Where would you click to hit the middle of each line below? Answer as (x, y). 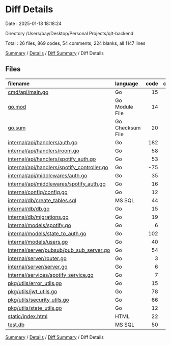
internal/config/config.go (38, 192)
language (127, 84)
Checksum (128, 127)
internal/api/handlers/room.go (44, 150)
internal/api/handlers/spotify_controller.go (58, 167)
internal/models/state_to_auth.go (47, 233)
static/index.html (28, 316)
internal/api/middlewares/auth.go (48, 175)
